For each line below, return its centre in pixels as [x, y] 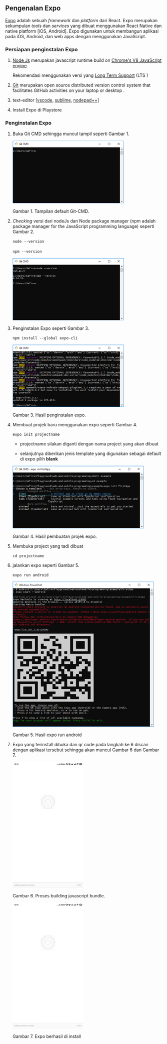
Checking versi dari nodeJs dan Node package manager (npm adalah [84, 221]
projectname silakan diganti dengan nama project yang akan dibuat [89, 444]
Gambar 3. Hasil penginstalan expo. [49, 415]
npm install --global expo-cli [45, 338]
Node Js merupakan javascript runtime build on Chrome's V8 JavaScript [87, 60]
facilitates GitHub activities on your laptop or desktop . [68, 90]
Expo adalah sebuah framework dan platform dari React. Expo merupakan [81, 20]
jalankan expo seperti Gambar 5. [46, 565]
